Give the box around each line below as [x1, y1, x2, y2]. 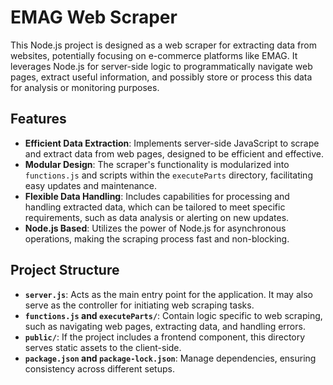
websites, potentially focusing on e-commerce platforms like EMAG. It [10, 49, 298, 61]
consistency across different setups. [24, 362, 175, 375]
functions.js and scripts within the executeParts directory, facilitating [24, 169, 313, 181]
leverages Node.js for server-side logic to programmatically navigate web [10, 60, 313, 72]
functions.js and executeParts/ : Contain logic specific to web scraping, [24, 309, 323, 321]
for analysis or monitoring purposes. [10, 81, 160, 93]
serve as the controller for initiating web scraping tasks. [24, 299, 255, 311]
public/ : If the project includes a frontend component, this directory [24, 331, 306, 343]
